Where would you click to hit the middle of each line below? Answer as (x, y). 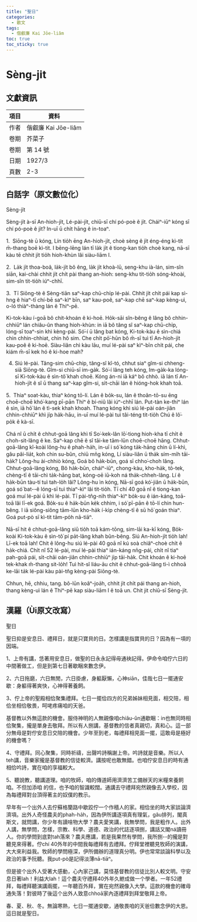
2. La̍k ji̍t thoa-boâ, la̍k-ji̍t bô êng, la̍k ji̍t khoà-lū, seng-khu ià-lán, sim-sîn (95, 267)
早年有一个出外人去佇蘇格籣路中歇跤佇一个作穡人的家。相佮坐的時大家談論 (96, 807)
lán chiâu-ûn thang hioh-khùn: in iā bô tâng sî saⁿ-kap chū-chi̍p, (100, 325)
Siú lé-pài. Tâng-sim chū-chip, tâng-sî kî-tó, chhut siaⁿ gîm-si (89, 363)
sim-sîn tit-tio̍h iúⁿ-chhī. (35, 281)
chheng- (174, 363)
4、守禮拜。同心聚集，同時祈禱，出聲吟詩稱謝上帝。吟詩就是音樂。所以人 (95, 752)
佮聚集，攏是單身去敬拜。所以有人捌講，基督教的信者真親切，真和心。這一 (96, 725)
